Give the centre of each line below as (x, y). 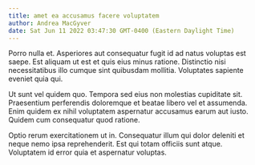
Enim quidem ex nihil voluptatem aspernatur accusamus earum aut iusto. (128, 111)
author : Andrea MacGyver (50, 23)
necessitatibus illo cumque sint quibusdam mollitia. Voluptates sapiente (126, 70)
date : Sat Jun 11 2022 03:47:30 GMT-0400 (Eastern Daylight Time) (121, 30)
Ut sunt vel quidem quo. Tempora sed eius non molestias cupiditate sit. (125, 95)
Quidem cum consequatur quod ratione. (74, 120)
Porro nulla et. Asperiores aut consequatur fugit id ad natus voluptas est (127, 54)
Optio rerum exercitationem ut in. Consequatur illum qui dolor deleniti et (126, 135)
